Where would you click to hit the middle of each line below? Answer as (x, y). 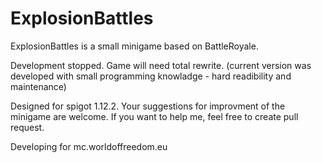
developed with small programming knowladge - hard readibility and (151, 76)
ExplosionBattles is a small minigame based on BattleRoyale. (134, 46)
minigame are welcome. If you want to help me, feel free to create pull (154, 116)
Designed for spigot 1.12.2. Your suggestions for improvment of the (148, 106)
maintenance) (38, 86)
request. (27, 127)
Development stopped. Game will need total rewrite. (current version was (161, 65)
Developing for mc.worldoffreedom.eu (89, 146)
